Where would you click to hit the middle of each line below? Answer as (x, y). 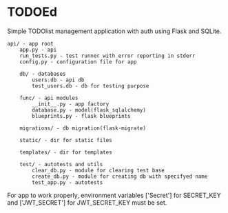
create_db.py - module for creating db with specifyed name (120, 176)
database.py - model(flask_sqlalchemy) (89, 110)
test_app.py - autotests (68, 182)
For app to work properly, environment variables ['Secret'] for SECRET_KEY (114, 195)
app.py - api (38, 50)
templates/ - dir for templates (66, 152)
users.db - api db (58, 80)
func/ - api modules (49, 98)
